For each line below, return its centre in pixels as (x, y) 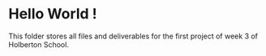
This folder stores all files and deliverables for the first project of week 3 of (133, 36)
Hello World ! (53, 14)
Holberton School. (39, 44)
